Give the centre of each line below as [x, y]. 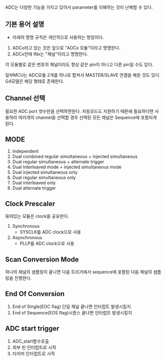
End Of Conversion [35, 294]
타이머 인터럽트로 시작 [34, 354]
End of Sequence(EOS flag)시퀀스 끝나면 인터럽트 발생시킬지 [72, 312]
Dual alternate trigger [34, 188]
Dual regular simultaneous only [44, 178]
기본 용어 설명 [25, 25]
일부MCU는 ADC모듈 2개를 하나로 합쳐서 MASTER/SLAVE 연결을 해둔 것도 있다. [83, 75]
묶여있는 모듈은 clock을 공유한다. [37, 216]
